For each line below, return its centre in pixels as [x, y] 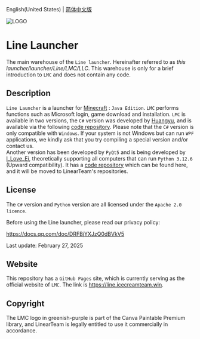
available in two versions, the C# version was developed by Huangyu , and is [99, 120]
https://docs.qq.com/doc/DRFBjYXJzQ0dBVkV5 [65, 234]
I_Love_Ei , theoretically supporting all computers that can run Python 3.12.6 [99, 158]
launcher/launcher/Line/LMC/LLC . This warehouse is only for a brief [90, 68]
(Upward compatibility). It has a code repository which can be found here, [97, 165]
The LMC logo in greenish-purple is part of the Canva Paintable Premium [96, 318]
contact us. [20, 146]
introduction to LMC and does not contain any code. [69, 75]
